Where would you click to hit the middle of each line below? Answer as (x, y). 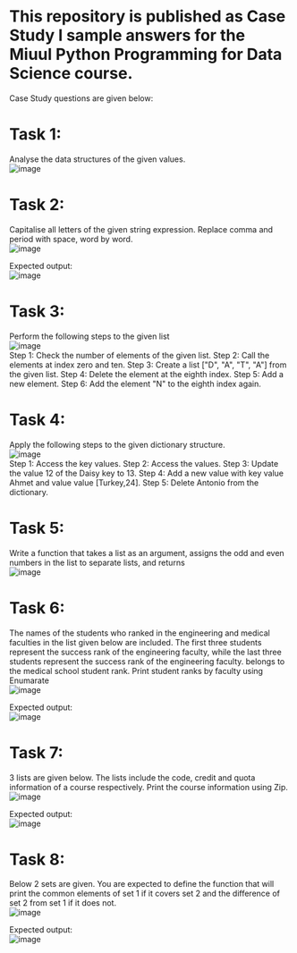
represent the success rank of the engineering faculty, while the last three (145, 652)
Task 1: (35, 135)
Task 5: (37, 528)
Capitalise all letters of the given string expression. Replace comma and (141, 229)
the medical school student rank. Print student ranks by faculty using (136, 670)
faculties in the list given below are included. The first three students (136, 642)
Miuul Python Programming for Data (146, 55)
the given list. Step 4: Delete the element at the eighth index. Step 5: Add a (147, 374)
